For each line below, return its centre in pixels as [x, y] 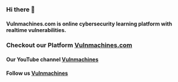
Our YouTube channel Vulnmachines [52, 59]
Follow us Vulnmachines [37, 73]
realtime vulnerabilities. [36, 30]
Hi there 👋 [21, 10]
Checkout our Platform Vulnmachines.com [69, 45]
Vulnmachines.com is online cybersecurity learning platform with [89, 24]
